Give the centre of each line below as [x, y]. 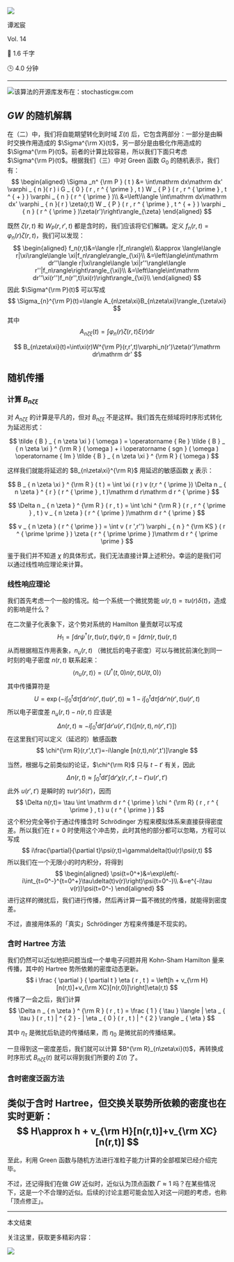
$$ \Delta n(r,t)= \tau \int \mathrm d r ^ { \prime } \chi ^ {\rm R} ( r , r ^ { [117, 802]
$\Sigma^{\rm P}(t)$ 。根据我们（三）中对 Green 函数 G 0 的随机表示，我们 [113, 161]
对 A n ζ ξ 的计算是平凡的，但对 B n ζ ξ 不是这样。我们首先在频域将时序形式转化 [115, 418]
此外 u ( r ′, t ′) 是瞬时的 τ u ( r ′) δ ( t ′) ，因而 [59, 791]
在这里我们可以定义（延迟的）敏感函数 [62, 739]
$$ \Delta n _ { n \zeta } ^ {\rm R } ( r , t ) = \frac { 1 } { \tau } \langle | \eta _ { [117, 1011]
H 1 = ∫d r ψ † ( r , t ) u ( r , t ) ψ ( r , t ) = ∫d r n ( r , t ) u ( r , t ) [117, 637]
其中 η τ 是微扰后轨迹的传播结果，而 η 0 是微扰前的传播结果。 [93, 1033]
